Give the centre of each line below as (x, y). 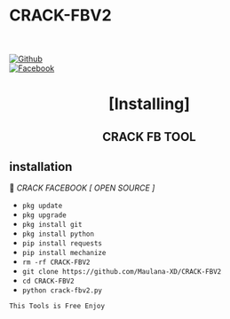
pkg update (42, 206)
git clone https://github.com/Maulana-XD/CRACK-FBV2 (122, 272)
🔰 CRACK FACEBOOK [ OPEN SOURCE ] (82, 188)
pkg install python (58, 234)
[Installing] (149, 104)
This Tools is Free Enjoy (57, 307)
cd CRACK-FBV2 (48, 281)
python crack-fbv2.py (62, 291)
